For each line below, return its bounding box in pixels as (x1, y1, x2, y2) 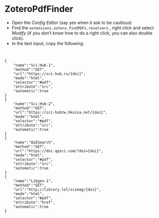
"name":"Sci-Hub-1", (13, 63, 55, 68)
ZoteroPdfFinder (4, 3, 74, 15)
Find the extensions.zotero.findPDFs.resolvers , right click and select (11, 24, 154, 30)
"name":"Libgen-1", (13, 178, 53, 183)
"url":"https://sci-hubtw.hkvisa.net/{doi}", (13, 110, 108, 115)
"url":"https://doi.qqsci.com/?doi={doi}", (13, 148, 104, 153)
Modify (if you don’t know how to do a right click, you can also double (11, 30, 153, 36)
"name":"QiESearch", (13, 140, 55, 145)
